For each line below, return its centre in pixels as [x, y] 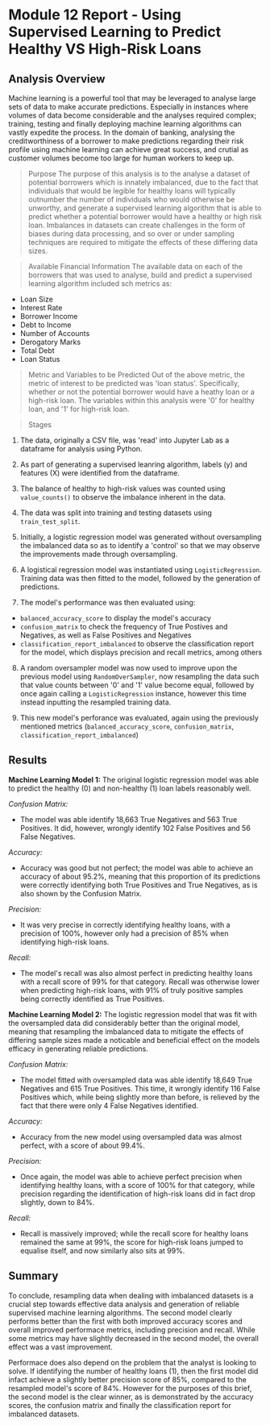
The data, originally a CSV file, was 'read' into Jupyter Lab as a [125, 440]
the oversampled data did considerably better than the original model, [124, 1023]
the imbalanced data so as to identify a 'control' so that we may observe [140, 545]
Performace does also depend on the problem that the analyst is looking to [132, 1362]
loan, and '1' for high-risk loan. [79, 409]
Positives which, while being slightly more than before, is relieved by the [140, 1097]
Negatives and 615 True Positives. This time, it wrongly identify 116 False [140, 1088]
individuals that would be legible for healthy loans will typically [132, 191]
